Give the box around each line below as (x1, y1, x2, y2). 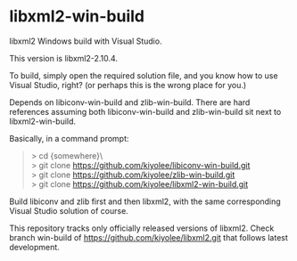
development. (9, 241, 60, 252)
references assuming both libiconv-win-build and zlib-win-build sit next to (9, 106, 282, 117)
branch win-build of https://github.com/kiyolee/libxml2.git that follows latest (9, 232, 288, 242)
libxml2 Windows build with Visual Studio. (9, 36, 162, 46)
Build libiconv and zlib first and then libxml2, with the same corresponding (9, 196, 281, 207)
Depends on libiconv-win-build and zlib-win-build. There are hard (9, 96, 251, 108)
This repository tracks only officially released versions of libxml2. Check (9, 223, 275, 233)
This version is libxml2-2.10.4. (9, 53, 119, 63)
